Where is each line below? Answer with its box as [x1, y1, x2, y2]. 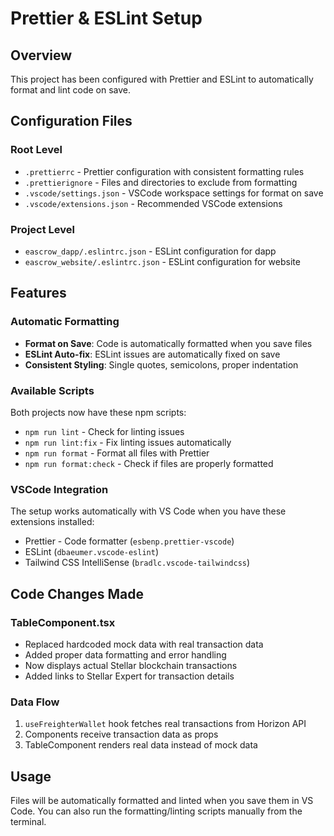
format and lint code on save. [10, 84, 132, 96]
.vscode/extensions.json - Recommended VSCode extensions [24, 197, 283, 209]
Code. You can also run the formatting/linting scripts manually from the [10, 805, 303, 817]
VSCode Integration [10, 482, 109, 496]
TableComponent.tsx [10, 615, 116, 629]
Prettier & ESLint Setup [10, 7, 203, 30]
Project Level [10, 222, 75, 236]
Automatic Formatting [10, 315, 120, 329]
